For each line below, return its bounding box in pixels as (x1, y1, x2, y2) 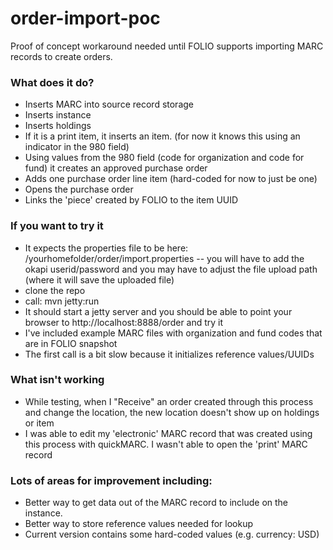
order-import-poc (10, 7, 161, 30)
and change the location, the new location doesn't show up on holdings (24, 406, 320, 418)
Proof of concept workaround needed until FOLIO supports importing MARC (10, 40, 324, 52)
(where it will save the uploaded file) (24, 273, 175, 286)
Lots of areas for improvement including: (10, 473, 213, 487)
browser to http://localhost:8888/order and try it (24, 316, 224, 328)
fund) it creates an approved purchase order (24, 162, 208, 174)
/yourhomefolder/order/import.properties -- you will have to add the (24, 252, 305, 264)
